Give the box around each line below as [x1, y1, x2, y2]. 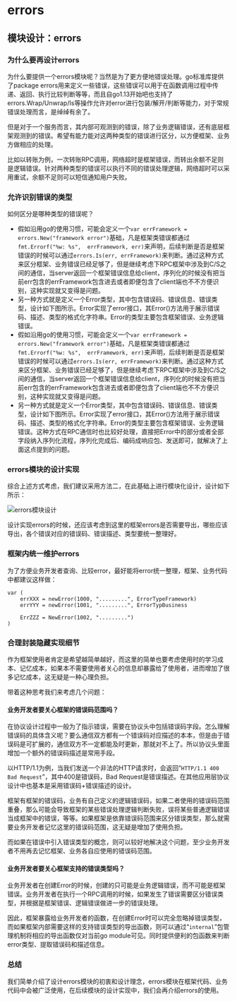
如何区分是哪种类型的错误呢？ [7, 210, 94, 218]
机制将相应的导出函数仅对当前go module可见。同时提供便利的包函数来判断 [13, 931, 230, 940]
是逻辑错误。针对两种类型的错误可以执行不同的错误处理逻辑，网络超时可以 [7, 164, 224, 172]
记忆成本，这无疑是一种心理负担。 [13, 673, 113, 681]
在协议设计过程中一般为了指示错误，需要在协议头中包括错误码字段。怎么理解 [7, 722, 230, 731]
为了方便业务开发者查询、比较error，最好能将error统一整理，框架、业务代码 [7, 566, 228, 575]
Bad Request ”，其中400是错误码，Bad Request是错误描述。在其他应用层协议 [7, 772, 230, 781]
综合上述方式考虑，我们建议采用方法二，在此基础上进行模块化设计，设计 [7, 482, 217, 491]
